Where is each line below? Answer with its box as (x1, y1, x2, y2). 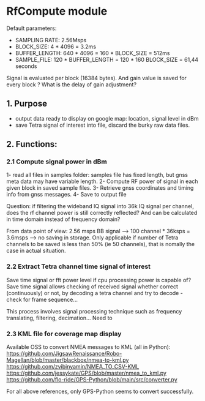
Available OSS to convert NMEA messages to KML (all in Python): (6, 343, 171, 351)
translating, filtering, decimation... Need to (6, 314, 113, 321)
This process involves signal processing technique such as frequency (6, 307, 182, 315)
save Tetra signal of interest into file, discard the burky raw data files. (15, 121, 190, 129)
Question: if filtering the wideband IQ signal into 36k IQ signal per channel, (6, 203, 194, 210)
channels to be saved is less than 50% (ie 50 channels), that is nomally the (6, 241, 195, 248)
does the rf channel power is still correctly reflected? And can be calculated (6, 209, 198, 217)
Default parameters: (6, 24, 57, 32)
